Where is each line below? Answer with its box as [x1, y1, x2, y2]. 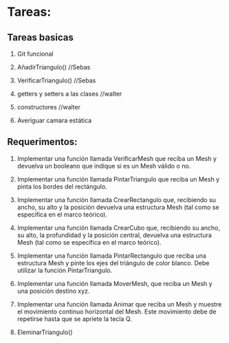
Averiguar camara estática [17, 116, 92, 124]
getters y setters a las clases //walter [17, 90, 122, 98]
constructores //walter [17, 103, 81, 111]
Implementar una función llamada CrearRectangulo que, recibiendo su [17, 195, 217, 203]
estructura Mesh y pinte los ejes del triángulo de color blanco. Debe [17, 258, 210, 267]
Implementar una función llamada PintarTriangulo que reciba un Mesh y [17, 175, 220, 183]
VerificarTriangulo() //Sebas [17, 76, 96, 85]
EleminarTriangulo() [17, 328, 74, 336]
